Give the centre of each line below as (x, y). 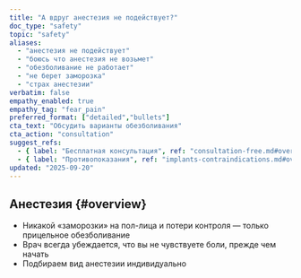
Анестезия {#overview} (78, 204)
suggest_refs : (36, 143)
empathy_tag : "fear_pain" (57, 109)
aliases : (26, 43)
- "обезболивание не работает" (76, 68)
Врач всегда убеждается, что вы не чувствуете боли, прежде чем (149, 245)
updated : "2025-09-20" (52, 168)
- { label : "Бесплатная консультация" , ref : (102, 151)
